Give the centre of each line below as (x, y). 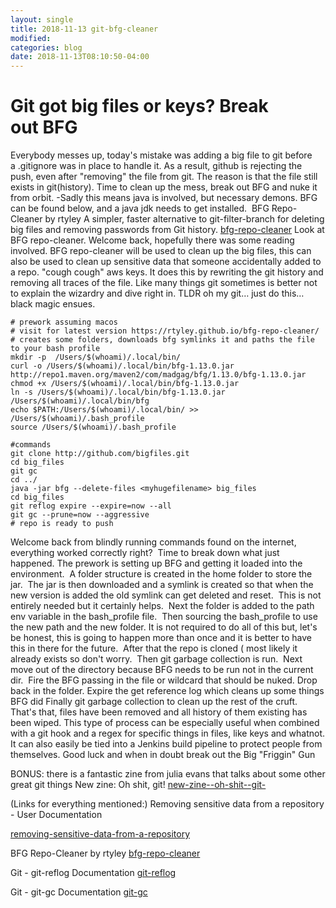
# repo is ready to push (62, 524)
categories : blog (46, 47)
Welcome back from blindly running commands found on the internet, (153, 542)
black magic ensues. (53, 304)
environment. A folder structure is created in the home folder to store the (161, 574)
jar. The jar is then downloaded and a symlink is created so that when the (162, 585)
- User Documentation (56, 815)
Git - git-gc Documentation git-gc (79, 892)
